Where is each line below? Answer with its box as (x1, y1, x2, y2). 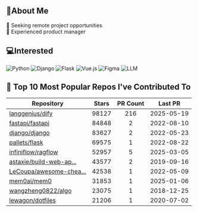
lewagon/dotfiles (9, 197, 56, 205)
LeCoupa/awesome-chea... (9, 167, 86, 176)
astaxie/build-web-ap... (9, 158, 77, 166)
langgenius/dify (9, 109, 53, 118)
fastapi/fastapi (9, 119, 49, 128)
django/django (9, 129, 50, 137)
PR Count (117, 99, 144, 107)
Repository (32, 99, 64, 107)
